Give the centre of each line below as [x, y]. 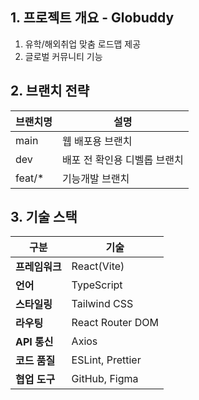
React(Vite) [98, 266]
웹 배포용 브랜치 [97, 141]
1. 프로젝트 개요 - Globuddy [92, 18]
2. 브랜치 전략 [50, 91]
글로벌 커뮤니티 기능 [63, 56]
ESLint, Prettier [106, 360]
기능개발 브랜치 [95, 178]
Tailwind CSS [102, 304]
